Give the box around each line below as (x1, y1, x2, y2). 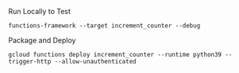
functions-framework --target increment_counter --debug (8, 22, 201, 30)
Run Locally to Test (8, 7, 71, 16)
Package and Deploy (8, 35, 76, 45)
